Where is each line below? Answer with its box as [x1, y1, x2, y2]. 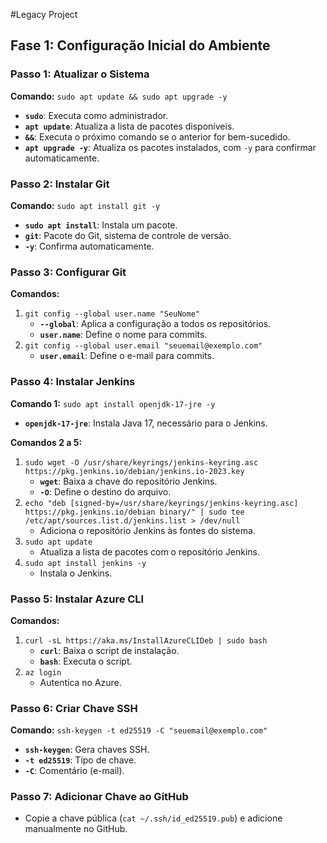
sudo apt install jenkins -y [24, 558, 147, 568]
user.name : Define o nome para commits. [39, 329, 208, 341]
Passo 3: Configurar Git [10, 265, 127, 279]
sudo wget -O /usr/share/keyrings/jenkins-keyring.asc [24, 457, 259, 468]
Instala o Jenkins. [39, 567, 113, 579]
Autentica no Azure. [39, 676, 122, 688]
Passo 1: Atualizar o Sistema [10, 67, 150, 81]
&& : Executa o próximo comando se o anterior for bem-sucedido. [24, 130, 291, 143]
